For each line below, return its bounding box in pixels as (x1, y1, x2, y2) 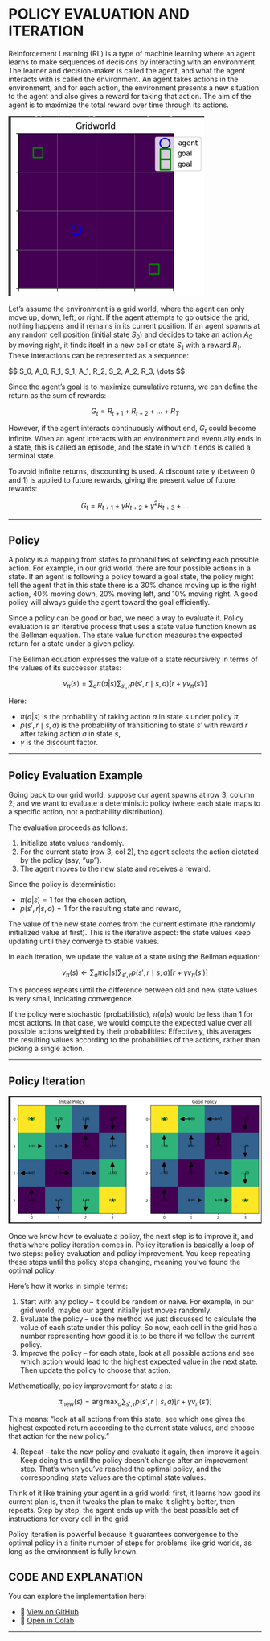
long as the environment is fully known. (8, 1547, 138, 1556)
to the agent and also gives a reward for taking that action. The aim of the (8, 91, 252, 101)
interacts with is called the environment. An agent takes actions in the (8, 74, 239, 84)
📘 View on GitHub (19, 1607, 79, 1617)
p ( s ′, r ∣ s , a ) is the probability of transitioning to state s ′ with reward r (19, 720, 248, 730)
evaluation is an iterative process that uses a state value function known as (8, 622, 257, 632)
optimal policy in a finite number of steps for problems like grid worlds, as (8, 1538, 252, 1548)
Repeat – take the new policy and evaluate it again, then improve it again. (19, 1447, 262, 1457)
